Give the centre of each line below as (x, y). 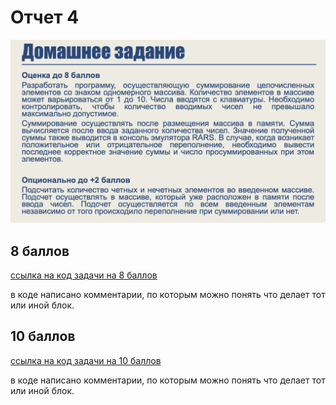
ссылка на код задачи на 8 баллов (84, 275)
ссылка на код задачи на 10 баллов (86, 360)
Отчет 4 (45, 17)
